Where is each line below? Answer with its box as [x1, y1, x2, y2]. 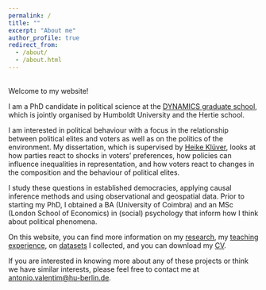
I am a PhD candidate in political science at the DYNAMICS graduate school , [8, 101, 258, 111]
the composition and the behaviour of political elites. [8, 168, 180, 177]
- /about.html [15, 56, 62, 64]
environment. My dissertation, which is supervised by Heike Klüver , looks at [8, 142, 256, 152]
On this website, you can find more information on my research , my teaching [8, 232, 259, 242]
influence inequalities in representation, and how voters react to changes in [8, 159, 255, 168]
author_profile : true [8, 33, 80, 42]
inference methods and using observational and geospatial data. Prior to [8, 191, 245, 201]
